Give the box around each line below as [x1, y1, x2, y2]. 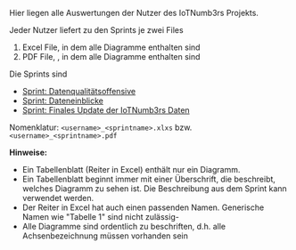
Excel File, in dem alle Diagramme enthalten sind [21, 42, 201, 52]
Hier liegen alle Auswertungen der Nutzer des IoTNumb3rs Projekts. [9, 8, 259, 18]
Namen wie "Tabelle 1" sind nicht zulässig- [21, 212, 180, 222]
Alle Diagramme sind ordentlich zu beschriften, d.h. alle [21, 222, 226, 231]
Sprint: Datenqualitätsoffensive [21, 86, 136, 96]
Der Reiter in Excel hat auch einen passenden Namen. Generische [21, 202, 265, 213]
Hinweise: [9, 147, 47, 157]
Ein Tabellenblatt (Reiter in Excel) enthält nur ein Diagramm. [21, 165, 241, 174]
